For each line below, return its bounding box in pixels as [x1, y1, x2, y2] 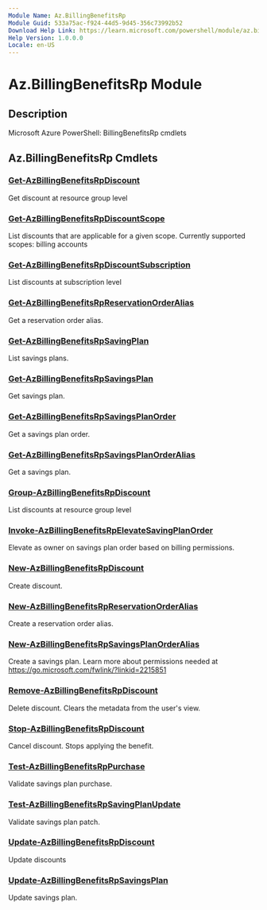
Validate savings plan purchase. [8, 779, 113, 788]
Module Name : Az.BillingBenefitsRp [8, 11, 126, 20]
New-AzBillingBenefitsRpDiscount [8, 562, 145, 574]
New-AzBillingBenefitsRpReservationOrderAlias [8, 601, 199, 612]
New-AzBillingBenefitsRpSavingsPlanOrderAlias [8, 639, 200, 649]
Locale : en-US [8, 41, 56, 49]
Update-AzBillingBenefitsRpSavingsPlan [8, 874, 168, 885]
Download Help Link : [8, 26, 77, 34]
